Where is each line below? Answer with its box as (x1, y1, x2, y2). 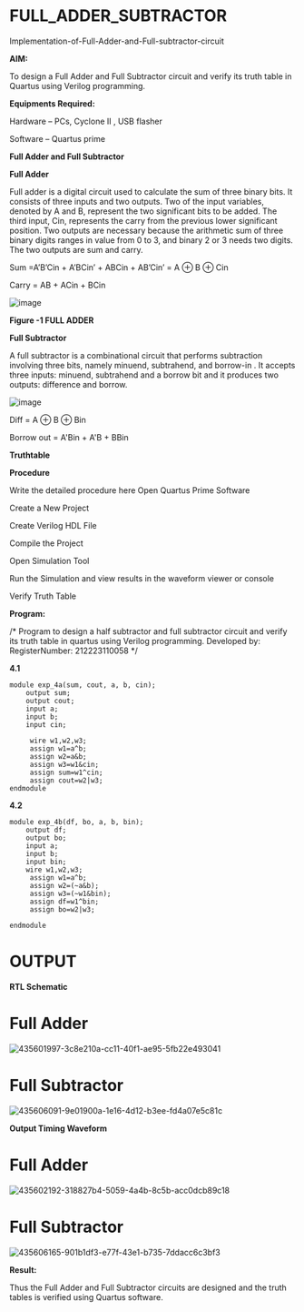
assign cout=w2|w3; (29, 775, 103, 785)
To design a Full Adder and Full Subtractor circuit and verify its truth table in (9, 70, 292, 82)
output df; (25, 825, 67, 834)
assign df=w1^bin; (29, 897, 100, 906)
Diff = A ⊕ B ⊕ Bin (9, 414, 86, 425)
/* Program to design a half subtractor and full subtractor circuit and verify (9, 625, 288, 637)
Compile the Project (9, 538, 83, 549)
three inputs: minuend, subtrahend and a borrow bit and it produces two (9, 369, 279, 380)
